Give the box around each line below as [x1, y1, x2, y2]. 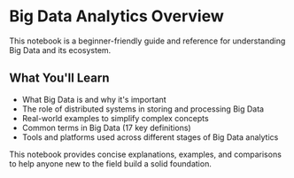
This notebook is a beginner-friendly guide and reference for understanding [9, 35, 286, 46]
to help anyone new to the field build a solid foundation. [9, 158, 213, 169]
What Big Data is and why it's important [21, 94, 166, 104]
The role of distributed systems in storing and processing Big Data [21, 104, 264, 114]
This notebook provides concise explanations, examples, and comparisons [9, 149, 282, 159]
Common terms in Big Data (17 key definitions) [21, 122, 192, 133]
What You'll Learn [9, 71, 110, 86]
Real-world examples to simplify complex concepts [21, 112, 210, 123]
